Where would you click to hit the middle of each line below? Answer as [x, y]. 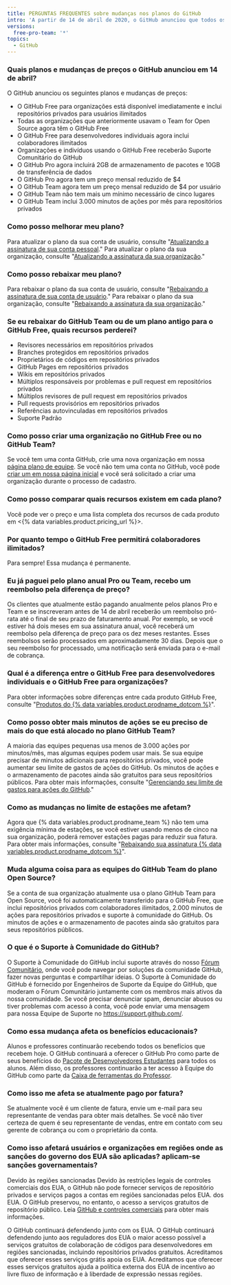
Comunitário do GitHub [49, 158]
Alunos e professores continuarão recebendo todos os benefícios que [106, 1046]
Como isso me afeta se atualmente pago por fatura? [95, 1093]
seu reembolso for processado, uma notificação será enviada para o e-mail [114, 648]
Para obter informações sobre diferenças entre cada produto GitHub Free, [112, 697]
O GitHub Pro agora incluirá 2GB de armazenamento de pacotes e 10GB [119, 165]
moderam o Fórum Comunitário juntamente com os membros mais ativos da [114, 991]
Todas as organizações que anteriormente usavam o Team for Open [113, 121]
